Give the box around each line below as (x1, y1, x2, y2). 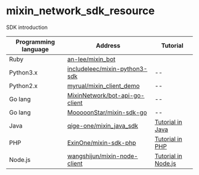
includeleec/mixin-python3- (67, 64, 148, 73)
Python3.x (9, 68, 38, 76)
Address (95, 41, 120, 50)
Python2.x (9, 82, 38, 90)
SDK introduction (6, 24, 48, 31)
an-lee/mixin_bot (67, 55, 115, 63)
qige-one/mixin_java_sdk (67, 121, 139, 129)
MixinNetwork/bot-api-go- (67, 91, 145, 99)
